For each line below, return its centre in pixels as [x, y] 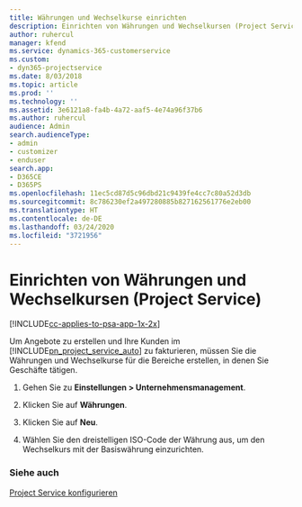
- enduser [28, 160]
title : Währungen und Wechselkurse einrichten [98, 18]
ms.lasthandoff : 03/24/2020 [62, 227]
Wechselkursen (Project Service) [136, 299]
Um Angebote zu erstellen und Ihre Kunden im [95, 341]
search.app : [31, 168]
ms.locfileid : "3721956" [56, 235]
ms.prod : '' [31, 93]
